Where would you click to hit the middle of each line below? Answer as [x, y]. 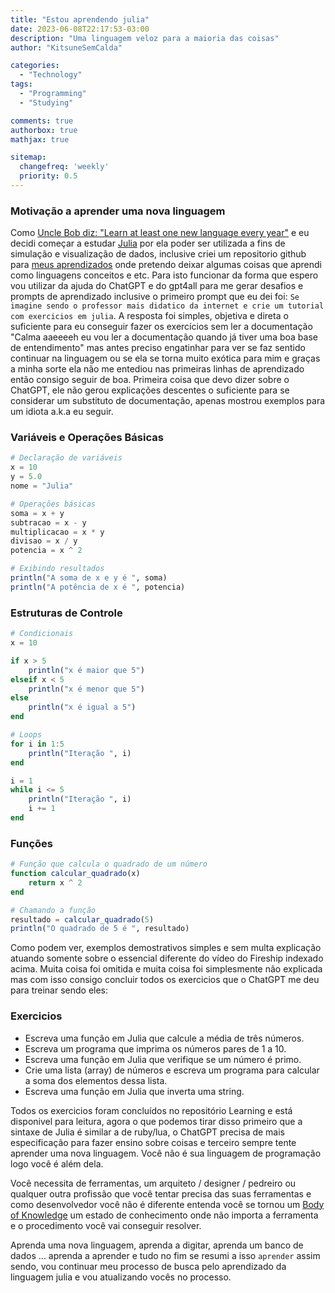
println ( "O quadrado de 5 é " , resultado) [100, 929]
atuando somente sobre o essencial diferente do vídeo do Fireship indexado [167, 958]
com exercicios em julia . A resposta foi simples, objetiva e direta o [149, 316]
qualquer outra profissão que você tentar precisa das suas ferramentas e [161, 1193]
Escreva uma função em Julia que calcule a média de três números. [164, 1038]
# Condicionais [42, 634]
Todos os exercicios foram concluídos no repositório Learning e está [151, 1110]
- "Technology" [51, 75]
